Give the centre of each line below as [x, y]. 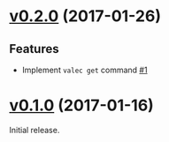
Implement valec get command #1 [84, 70]
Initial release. [35, 130]
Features [34, 49]
